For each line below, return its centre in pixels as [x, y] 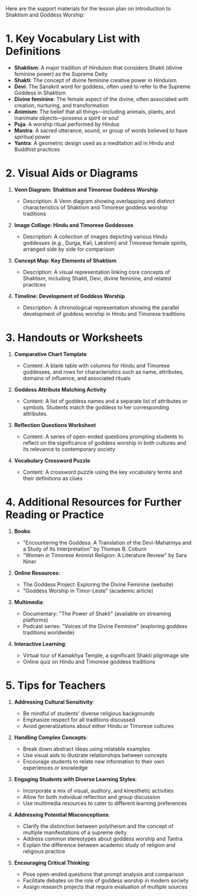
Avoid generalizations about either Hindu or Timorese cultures [98, 726]
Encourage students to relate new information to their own [93, 761]
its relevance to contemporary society [69, 449]
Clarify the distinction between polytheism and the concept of [98, 826]
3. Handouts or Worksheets [74, 338]
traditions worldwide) [49, 632]
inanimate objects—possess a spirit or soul [66, 118]
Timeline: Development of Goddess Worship [69, 296]
